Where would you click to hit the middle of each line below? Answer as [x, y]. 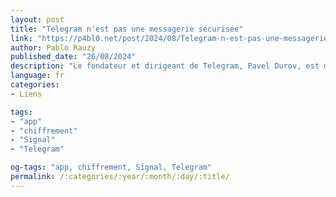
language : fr [37, 76]
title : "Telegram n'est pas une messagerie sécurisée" [127, 29]
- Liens [26, 94]
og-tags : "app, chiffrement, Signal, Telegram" [111, 167]
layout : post [37, 19]
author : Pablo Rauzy [53, 47]
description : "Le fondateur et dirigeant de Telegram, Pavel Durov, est [165, 66]
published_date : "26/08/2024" [73, 57]
